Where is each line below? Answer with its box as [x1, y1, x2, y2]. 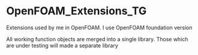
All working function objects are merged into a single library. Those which [6, 35, 188, 42]
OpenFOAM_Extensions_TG [6, 4, 147, 18]
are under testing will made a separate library [6, 42, 119, 49]
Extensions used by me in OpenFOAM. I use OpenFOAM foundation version [6, 24, 193, 31]
